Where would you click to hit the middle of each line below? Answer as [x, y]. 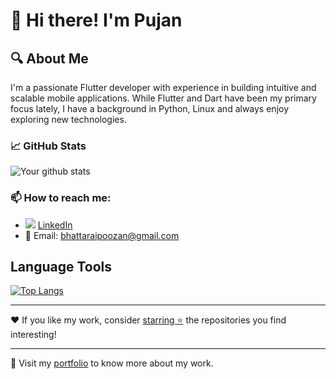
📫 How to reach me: [61, 198]
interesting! [33, 335]
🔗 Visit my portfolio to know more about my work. [112, 363]
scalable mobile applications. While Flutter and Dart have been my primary [163, 98]
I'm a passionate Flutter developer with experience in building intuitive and [163, 87]
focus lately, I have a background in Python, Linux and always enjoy [150, 108]
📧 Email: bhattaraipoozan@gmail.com [102, 235]
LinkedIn [55, 225]
